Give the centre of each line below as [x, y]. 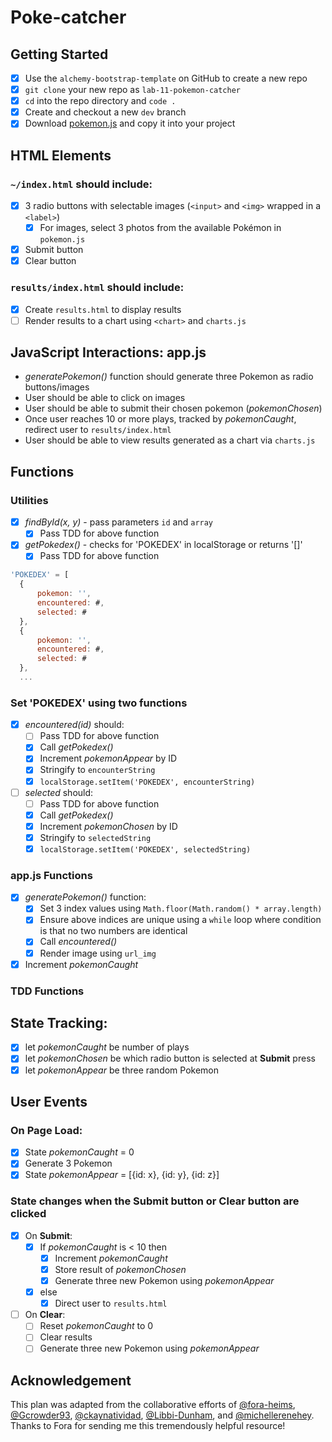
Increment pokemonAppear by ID [108, 758]
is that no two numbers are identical [113, 931]
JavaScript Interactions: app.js [108, 352]
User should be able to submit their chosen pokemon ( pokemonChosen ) [173, 408]
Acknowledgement [71, 1380]
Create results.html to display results [103, 309]
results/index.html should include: [97, 288]
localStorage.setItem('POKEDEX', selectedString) [145, 849]
